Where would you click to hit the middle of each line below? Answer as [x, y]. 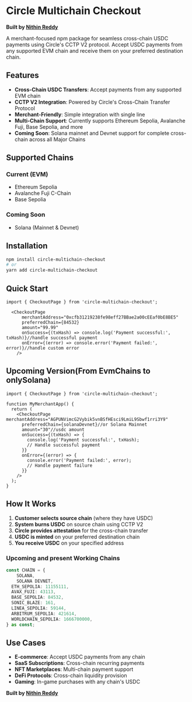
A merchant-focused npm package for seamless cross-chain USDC [87, 38]
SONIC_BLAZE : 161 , [34, 603]
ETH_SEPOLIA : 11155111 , [40, 587]
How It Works [31, 504]
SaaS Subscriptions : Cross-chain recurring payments [79, 663]
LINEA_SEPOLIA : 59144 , [39, 608]
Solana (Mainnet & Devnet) [47, 227]
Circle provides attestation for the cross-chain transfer [81, 530]
